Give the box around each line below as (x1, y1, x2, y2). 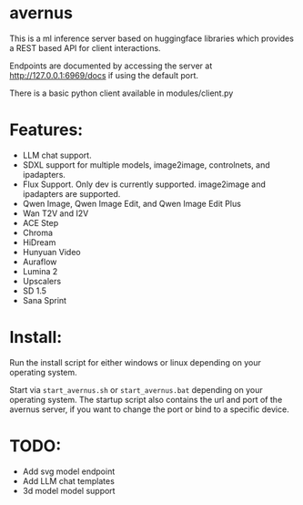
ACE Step (22, 217, 59, 228)
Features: (9, 119, 84, 140)
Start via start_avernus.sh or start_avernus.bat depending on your (9, 384, 263, 395)
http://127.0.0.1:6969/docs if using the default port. (9, 69, 198, 80)
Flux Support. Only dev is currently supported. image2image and (22, 179, 267, 190)
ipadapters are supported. (22, 188, 121, 199)
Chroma (22, 227, 53, 238)
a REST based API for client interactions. (9, 42, 161, 53)
